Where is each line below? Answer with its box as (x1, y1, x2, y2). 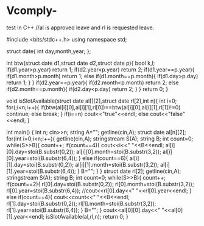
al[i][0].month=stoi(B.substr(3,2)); (76, 148, 161, 155)
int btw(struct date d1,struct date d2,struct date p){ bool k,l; (6, 59, 155, 67)
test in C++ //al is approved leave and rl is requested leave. (6, 24, 155, 31)
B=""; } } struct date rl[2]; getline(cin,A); (81, 167, 181, 175)
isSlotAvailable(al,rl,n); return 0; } (45, 213, 129, 220)
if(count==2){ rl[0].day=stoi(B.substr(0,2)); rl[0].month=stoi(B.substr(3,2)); (6, 180, 194, 188)
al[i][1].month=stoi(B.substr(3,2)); (75, 161, 160, 168)
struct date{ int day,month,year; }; (6, 47, 91, 55)
